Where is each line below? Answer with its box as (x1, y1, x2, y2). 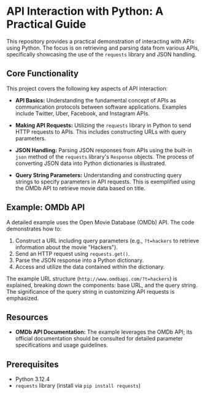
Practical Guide (6, 17, 87, 31)
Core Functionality (6, 69, 79, 79)
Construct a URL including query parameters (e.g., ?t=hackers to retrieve (15, 237, 199, 244)
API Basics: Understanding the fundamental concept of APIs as (15, 96, 176, 104)
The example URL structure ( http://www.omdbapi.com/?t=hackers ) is (6, 275, 178, 282)
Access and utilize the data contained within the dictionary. (15, 263, 165, 270)
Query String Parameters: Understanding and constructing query (15, 171, 182, 178)
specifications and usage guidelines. (15, 342, 109, 349)
